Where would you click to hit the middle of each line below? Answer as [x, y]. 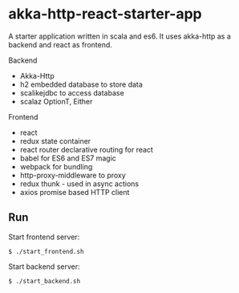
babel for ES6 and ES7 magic [68, 158]
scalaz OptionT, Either [56, 101]
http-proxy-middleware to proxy [73, 175]
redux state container [55, 140]
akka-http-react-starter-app [105, 14]
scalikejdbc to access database [72, 92]
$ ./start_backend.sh [45, 281]
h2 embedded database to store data [81, 84]
